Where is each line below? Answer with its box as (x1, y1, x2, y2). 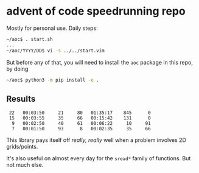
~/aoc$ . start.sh (6, 36, 53, 42)
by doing (6, 65, 29, 72)
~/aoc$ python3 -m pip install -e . (6, 77, 99, 83)
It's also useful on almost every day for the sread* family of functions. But (6, 155, 191, 162)
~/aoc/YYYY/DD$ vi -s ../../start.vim (6, 48, 105, 54)
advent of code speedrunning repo (6, 4, 186, 18)
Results (6, 93, 36, 104)
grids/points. (6, 143, 38, 150)
